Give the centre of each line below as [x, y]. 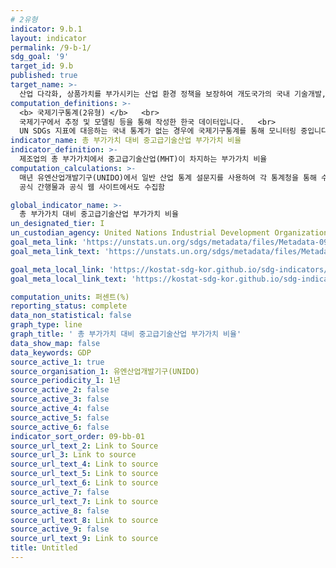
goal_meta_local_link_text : [69, 279]
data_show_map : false [55, 343]
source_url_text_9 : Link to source [84, 539]
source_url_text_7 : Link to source [84, 501]
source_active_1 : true [57, 362]
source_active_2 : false [60, 390]
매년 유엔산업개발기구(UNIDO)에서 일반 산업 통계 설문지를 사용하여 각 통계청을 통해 [168, 177]
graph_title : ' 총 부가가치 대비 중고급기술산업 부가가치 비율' [126, 334]
